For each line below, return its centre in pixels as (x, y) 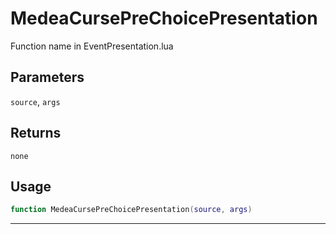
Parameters (47, 77)
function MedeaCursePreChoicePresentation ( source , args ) (131, 210)
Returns (36, 133)
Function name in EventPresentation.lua (92, 46)
